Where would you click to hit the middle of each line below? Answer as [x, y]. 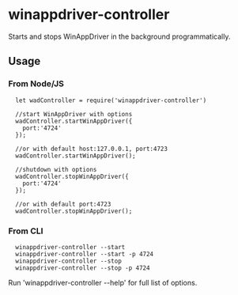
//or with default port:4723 [63, 204]
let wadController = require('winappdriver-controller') [111, 100]
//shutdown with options [56, 169]
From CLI [26, 231]
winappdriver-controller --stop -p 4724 [83, 268]
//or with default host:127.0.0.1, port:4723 [92, 149]
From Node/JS [36, 84]
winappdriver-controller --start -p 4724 [85, 254]
